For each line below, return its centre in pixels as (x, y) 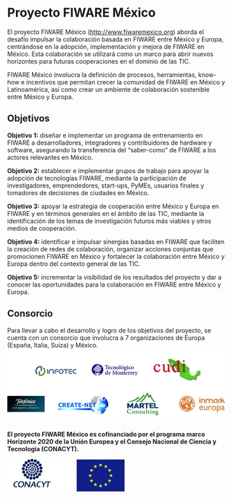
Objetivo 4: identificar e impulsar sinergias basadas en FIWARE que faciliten (116, 242)
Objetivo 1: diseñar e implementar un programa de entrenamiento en (105, 135)
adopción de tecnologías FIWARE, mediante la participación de (97, 178)
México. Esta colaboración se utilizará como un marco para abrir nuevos (110, 54)
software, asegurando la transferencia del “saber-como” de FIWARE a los (112, 149)
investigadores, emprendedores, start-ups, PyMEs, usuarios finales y (106, 185)
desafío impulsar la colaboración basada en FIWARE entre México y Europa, (115, 39)
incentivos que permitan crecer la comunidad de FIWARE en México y (125, 82)
